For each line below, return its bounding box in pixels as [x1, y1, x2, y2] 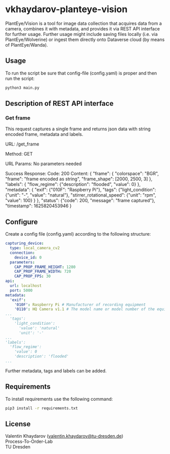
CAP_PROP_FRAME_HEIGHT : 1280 [14, 264, 76, 270]
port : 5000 [10, 288, 33, 293]
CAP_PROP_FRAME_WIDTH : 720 [14, 269, 71, 274]
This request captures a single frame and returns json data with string [5, 126, 151, 132]
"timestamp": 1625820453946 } [5, 203, 72, 209]
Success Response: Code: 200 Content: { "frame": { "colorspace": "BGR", [5, 171, 159, 177]
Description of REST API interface [5, 99, 114, 108]
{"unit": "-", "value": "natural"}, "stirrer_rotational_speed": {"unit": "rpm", [5, 192, 156, 198]
